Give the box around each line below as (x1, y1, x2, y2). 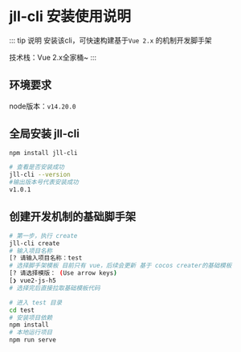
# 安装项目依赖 (9, 313, 53, 321)
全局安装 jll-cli (9, 127, 80, 141)
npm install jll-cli (9, 149, 79, 157)
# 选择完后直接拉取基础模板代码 (9, 284, 100, 292)
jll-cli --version (9, 170, 71, 179)
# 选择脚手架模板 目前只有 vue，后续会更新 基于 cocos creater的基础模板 (9, 262, 232, 270)
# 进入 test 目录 (9, 298, 63, 306)
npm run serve (9, 336, 57, 344)
